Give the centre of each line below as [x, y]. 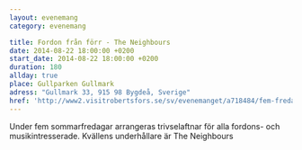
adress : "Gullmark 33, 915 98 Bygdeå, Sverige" [100, 92]
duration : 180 [36, 67]
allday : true [34, 76]
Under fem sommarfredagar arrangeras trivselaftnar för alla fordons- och [145, 126]
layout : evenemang [44, 18]
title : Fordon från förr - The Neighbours [90, 42]
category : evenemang [48, 26]
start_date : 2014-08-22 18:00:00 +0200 [84, 59]
